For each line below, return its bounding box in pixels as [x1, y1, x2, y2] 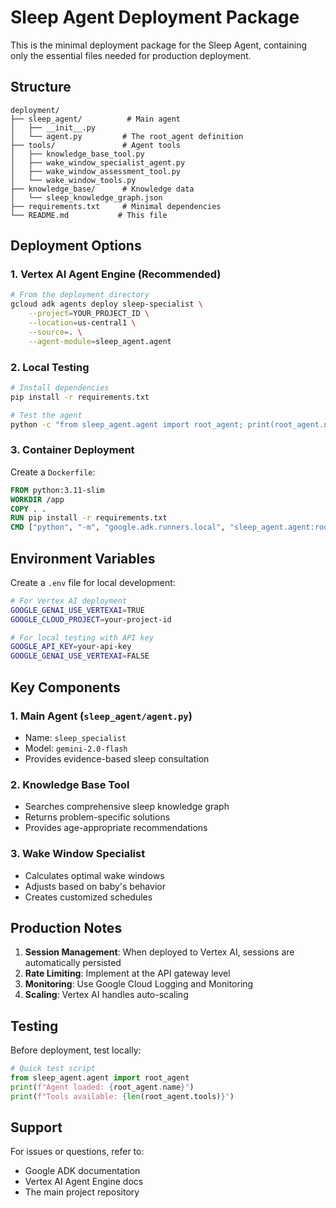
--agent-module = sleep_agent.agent [28, 336, 172, 346]
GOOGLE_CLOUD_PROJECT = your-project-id [10, 614, 172, 625]
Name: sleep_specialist [24, 731, 127, 743]
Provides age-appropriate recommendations [24, 822, 208, 834]
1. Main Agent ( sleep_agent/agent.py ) [10, 709, 193, 723]
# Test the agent [10, 410, 83, 420]
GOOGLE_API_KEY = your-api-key [10, 642, 132, 652]
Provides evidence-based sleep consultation [24, 752, 210, 765]
